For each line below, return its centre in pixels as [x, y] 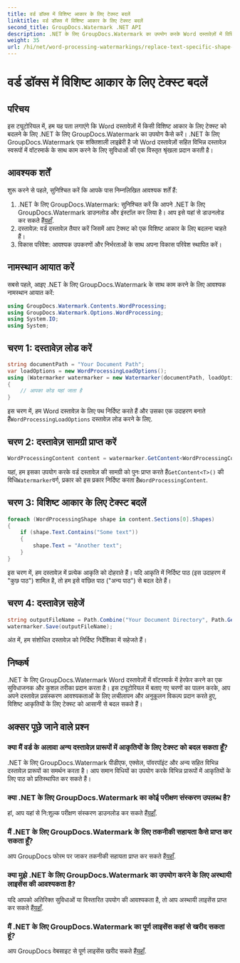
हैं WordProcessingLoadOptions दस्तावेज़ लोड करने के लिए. [80, 419]
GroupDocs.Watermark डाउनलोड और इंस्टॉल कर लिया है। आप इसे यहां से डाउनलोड [121, 212]
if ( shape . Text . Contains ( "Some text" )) [79, 532]
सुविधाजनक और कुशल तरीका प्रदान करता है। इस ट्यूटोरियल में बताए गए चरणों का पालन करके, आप [119, 688]
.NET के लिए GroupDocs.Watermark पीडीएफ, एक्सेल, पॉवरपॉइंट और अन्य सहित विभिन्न [113, 762]
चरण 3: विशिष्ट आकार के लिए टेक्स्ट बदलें [77, 503]
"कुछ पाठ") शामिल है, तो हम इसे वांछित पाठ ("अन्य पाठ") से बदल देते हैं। [89, 581]
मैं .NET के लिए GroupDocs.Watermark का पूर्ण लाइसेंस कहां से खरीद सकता [116, 927]
